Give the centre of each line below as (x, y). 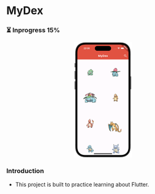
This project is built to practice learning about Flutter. (82, 184)
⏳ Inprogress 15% (33, 30)
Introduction (25, 171)
